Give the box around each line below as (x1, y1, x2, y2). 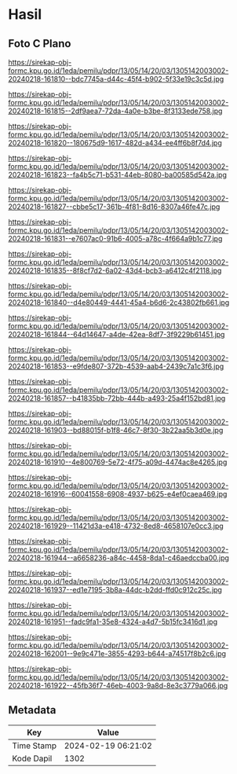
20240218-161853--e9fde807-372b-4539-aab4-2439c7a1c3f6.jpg (8, 361, 224, 371)
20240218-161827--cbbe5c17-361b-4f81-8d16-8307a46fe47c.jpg (8, 202, 221, 211)
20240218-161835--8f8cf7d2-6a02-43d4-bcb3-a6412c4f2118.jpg (8, 266, 222, 275)
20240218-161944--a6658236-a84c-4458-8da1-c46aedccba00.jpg (8, 553, 230, 563)
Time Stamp (12, 740, 57, 751)
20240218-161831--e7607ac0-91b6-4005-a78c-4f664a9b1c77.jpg (8, 234, 223, 243)
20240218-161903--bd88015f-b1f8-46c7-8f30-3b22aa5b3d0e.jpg (8, 426, 224, 435)
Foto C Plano (8, 37, 71, 50)
